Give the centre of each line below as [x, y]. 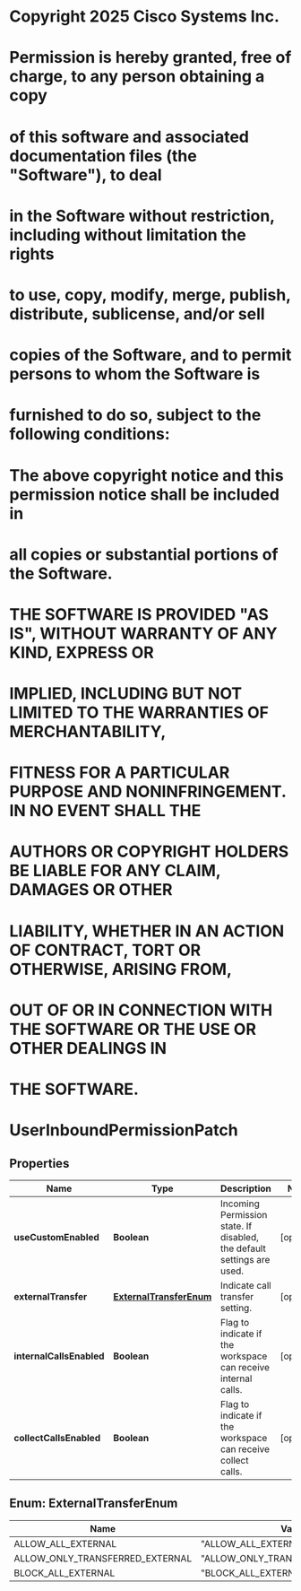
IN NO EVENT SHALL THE [105, 811]
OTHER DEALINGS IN [88, 1048]
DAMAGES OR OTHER [91, 890]
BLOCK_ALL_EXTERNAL [64, 1573]
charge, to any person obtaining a [137, 77]
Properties [39, 1163]
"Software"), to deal [86, 174]
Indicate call [246, 1286]
